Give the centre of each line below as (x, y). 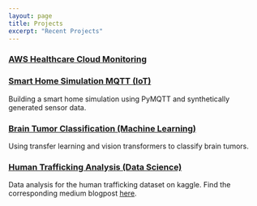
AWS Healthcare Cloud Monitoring (78, 59)
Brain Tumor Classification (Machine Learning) (103, 128)
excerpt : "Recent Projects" (56, 31)
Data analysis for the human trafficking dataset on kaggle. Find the (120, 185)
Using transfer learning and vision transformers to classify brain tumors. (129, 146)
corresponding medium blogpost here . (73, 193)
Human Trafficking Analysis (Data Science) (95, 167)
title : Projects (36, 24)
